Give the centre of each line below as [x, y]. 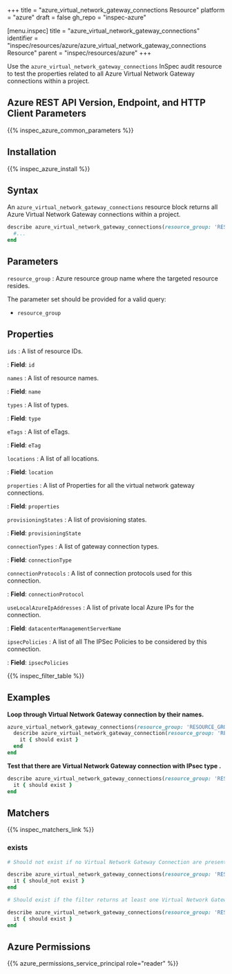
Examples [29, 698]
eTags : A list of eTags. [39, 432]
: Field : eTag [24, 445]
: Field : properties [33, 506]
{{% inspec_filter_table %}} [46, 675]
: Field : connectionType [40, 560]
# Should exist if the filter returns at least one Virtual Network [108, 900]
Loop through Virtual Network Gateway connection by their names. [106, 714]
